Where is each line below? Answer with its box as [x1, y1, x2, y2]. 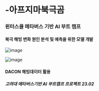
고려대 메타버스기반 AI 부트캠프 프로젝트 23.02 [5, 81, 94, 87]
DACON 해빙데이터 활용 [5, 68, 50, 74]
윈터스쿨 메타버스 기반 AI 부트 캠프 [5, 23, 81, 30]
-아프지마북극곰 [5, 4, 65, 16]
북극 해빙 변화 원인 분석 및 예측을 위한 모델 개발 [5, 36, 94, 42]
